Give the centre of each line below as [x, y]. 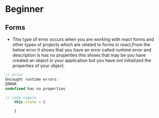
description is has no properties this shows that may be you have [79, 55]
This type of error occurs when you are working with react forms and [83, 39]
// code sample [21, 98]
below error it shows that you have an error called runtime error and [82, 50]
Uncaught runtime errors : [32, 79]
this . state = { [30, 102]
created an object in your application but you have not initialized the [82, 60]
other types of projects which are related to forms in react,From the [81, 45]
